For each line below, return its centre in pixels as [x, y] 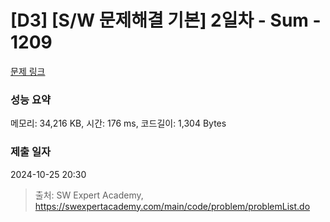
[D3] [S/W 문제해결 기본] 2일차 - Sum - [166, 20]
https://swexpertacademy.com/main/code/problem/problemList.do [172, 206]
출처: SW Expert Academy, [89, 195]
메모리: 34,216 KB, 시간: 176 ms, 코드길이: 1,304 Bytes [118, 123]
